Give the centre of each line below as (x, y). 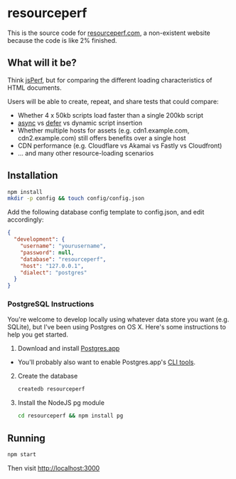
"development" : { (39, 239)
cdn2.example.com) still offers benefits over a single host (102, 138)
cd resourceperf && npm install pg (70, 416)
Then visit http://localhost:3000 (54, 468)
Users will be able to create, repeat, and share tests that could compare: (113, 101)
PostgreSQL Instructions (51, 304)
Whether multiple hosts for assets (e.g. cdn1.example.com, (103, 130)
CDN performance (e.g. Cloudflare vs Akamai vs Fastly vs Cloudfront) (120, 145)
